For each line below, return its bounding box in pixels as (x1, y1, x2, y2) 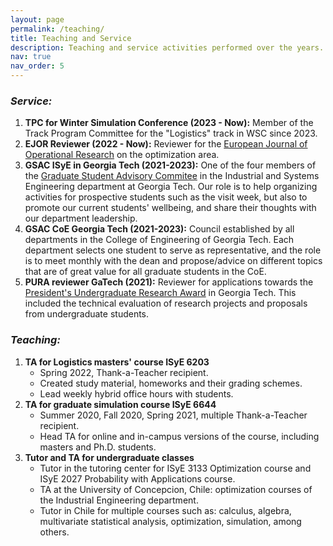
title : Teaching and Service (10, 33, 132, 43)
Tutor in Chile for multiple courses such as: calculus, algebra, (39, 504, 292, 516)
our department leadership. (24, 212, 138, 225)
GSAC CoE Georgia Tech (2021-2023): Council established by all (24, 223, 295, 235)
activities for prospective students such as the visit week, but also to (24, 191, 308, 203)
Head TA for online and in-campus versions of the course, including (39, 430, 320, 442)
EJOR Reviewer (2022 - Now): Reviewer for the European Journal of (24, 138, 308, 150)
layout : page (10, 14, 65, 25)
